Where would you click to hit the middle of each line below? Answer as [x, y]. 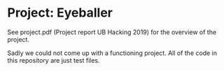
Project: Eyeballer [60, 13]
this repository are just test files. [54, 60]
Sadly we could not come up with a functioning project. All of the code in [112, 53]
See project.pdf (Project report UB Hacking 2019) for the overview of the [112, 32]
